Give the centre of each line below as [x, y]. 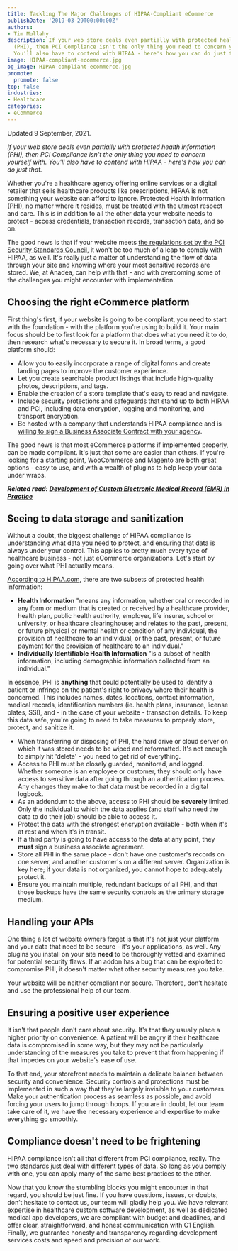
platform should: [31, 349]
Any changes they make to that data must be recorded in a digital [113, 787]
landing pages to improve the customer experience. [93, 370]
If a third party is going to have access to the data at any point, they [116, 839]
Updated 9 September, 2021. [49, 133]
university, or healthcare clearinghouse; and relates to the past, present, [123, 623]
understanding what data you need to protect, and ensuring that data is [111, 543]
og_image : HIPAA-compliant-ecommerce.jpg [69, 67]
